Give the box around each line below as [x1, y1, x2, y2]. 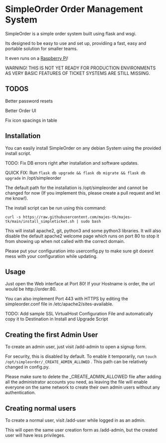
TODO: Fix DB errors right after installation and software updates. [5, 160, 139, 166]
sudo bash [81, 219, 101, 224]
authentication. [5, 390, 36, 396]
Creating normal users [5, 404, 76, 413]
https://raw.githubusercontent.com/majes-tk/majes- [23, 215, 133, 220]
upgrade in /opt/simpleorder [5, 175, 61, 181]
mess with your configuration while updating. [5, 253, 98, 259]
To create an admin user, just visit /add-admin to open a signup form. [5, 344, 147, 350]
